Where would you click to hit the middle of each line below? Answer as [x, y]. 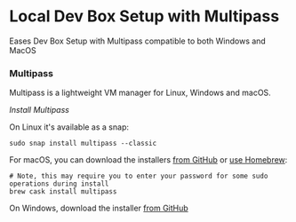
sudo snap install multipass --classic [83, 144]
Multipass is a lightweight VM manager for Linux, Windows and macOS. [140, 93]
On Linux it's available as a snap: [69, 127]
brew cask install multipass [63, 192]
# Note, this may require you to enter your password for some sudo [139, 176]
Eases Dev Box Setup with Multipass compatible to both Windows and [138, 41]
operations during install [59, 184]
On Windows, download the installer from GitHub [99, 208]
